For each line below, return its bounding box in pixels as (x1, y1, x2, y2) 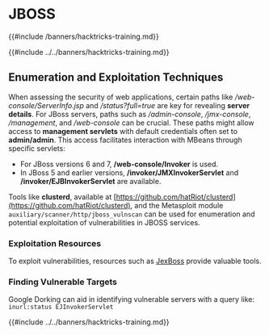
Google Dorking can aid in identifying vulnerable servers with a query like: (8, 295, 254, 304)
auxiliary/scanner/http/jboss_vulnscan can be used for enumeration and (8, 209, 255, 219)
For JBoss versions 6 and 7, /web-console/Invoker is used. (19, 159, 219, 169)
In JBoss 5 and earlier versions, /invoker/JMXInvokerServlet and (19, 167, 239, 178)
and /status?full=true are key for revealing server (86, 100, 250, 110)
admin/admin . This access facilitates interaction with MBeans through (8, 135, 242, 144)
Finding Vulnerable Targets (8, 276, 118, 287)
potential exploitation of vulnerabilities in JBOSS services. (8, 217, 200, 227)
